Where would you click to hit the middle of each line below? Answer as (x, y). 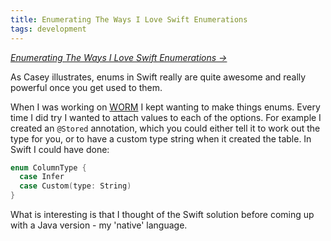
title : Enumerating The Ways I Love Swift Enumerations (129, 19)
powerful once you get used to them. (86, 87)
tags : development (48, 29)
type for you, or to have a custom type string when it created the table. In (161, 138)
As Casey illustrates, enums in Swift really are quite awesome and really (158, 77)
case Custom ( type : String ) (75, 186)
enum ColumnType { (48, 167)
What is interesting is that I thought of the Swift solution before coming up (162, 214)
